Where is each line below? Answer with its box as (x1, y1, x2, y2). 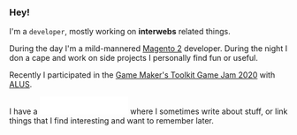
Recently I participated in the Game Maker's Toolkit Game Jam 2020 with (9, 70, 276, 80)
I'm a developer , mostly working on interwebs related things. (9, 26, 232, 37)
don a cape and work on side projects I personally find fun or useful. (9, 53, 258, 64)
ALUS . (9, 79, 33, 90)
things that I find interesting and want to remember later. (9, 116, 214, 126)
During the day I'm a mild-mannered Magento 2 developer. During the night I (9, 43, 288, 54)
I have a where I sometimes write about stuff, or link (9, 106, 288, 116)
